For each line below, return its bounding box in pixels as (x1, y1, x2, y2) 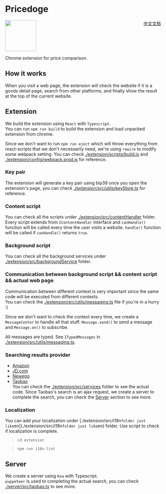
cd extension (17, 438, 44, 443)
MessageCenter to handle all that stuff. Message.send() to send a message (5, 319, 153, 325)
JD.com (12, 368, 28, 374)
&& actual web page (5, 277, 54, 284)
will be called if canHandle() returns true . (5, 230, 88, 236)
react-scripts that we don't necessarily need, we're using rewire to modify (5, 146, 157, 152)
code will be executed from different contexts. (5, 293, 99, 300)
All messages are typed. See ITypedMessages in (5, 334, 100, 340)
